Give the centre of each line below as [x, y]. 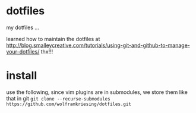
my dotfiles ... [23, 27]
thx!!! [47, 51]
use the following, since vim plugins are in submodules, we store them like [97, 92]
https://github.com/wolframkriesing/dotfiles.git [69, 104]
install [22, 76]
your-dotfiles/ [23, 51]
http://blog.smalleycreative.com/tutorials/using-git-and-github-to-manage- [98, 45]
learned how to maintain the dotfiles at [53, 39]
